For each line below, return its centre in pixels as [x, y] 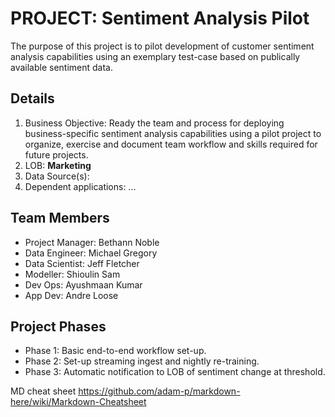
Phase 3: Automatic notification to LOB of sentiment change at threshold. [175, 372]
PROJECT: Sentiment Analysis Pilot [160, 18]
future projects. [56, 154]
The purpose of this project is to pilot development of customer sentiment [162, 46]
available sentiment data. [62, 67]
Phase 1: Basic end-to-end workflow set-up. [115, 351]
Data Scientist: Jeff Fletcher [82, 263]
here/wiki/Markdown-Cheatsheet [78, 402]
